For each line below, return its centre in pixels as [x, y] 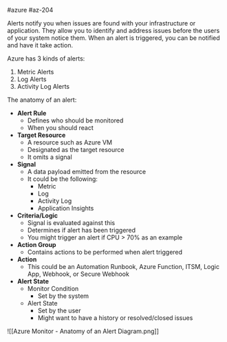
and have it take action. [40, 45]
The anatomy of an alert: [42, 100]
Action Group [36, 245]
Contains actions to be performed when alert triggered [105, 252]
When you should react [61, 128]
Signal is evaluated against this [71, 223]
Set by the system [63, 296]
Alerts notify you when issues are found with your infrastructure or [101, 23]
